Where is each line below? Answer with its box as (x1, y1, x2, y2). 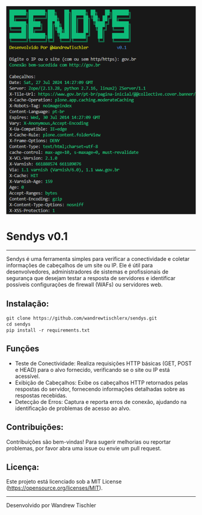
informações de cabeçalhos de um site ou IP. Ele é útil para (6, 262, 153, 269)
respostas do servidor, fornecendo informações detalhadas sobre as (14, 385, 185, 392)
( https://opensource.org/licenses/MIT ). (6, 484, 103, 491)
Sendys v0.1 (6, 229, 68, 243)
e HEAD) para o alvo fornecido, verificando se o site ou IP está (14, 366, 170, 373)
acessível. (14, 373, 40, 380)
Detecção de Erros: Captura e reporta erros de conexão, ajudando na (14, 398, 187, 405)
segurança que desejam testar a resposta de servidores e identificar (6, 275, 176, 282)
